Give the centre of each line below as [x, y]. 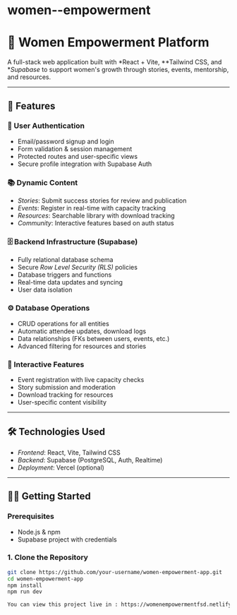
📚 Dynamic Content [43, 182]
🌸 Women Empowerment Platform [108, 43]
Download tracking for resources [65, 395]
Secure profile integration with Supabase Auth [85, 164]
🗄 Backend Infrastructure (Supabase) [73, 242]
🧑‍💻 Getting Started [49, 496]
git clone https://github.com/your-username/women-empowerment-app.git [115, 572]
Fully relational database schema [65, 260]
